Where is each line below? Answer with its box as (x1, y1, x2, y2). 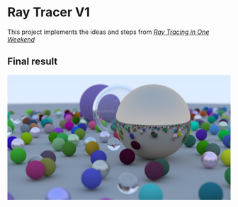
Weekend (7, 35, 35, 43)
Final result (7, 56, 58, 68)
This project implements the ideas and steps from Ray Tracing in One (7, 28, 210, 36)
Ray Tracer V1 (7, 4, 91, 20)
